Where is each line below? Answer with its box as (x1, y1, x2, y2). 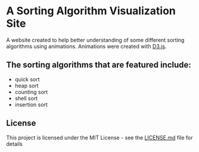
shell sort (14, 94, 38, 102)
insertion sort (14, 101, 48, 108)
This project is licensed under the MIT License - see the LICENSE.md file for (6, 134, 193, 141)
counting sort (14, 88, 48, 96)
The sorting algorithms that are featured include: (6, 60, 192, 70)
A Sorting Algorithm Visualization (6, 4, 176, 18)
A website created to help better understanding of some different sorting (6, 36, 185, 43)
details (6, 140, 23, 147)
